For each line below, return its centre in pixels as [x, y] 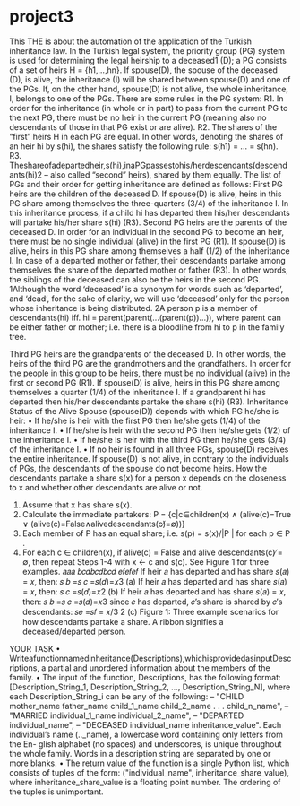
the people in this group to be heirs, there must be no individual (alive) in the [150, 373]
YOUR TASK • [35, 648]
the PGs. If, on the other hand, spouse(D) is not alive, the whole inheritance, [149, 89]
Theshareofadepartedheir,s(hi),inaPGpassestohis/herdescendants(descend [149, 165]
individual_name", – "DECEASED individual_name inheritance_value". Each [146, 724]
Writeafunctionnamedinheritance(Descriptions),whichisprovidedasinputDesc [150, 658]
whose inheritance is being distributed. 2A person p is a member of [133, 308]
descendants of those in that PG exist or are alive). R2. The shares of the [143, 126]
